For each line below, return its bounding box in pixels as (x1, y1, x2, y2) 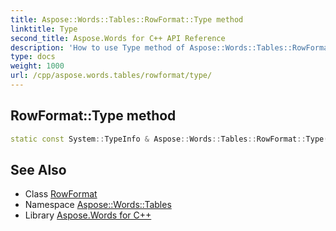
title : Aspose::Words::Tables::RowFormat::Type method (10, 14, 244, 25)
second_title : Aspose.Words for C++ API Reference (10, 33, 226, 43)
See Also (10, 161, 67, 178)
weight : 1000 (10, 61, 65, 71)
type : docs (10, 52, 56, 62)
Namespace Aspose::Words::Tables (24, 199, 172, 211)
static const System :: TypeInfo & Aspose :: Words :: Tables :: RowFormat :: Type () (10, 134, 333, 144)
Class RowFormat (24, 188, 98, 200)
